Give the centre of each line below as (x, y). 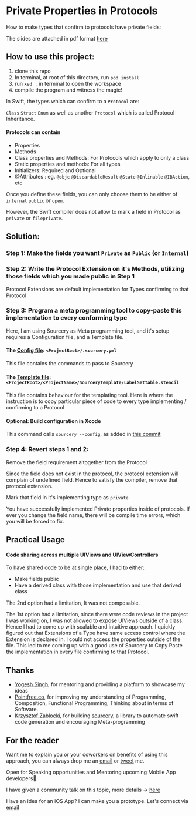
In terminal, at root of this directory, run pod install (77, 77)
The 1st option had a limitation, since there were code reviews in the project (97, 614)
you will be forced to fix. (35, 521)
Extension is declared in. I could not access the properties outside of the (93, 639)
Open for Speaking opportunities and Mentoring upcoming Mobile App (91, 772)
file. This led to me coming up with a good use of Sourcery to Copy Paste (94, 646)
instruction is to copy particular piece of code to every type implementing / (96, 401)
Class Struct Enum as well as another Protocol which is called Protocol (90, 112)
